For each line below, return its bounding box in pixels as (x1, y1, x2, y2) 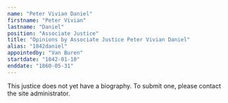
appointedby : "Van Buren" (7, 50, 83, 57)
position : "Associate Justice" (7, 29, 99, 37)
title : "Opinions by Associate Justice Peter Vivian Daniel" (7, 36, 191, 43)
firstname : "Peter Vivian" (7, 17, 87, 24)
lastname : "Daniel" (7, 23, 65, 30)
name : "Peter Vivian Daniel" (7, 10, 93, 18)
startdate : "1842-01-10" (7, 56, 80, 63)
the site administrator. (7, 89, 70, 97)
